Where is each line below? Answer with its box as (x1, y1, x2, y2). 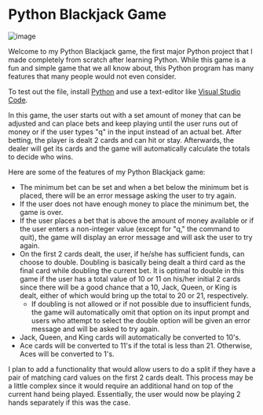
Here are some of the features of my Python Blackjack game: (8, 167, 206, 177)
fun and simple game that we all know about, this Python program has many (8, 63, 254, 72)
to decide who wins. (8, 151, 74, 162)
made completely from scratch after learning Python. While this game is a (8, 55, 246, 64)
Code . (8, 95, 28, 104)
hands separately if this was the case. (8, 398, 131, 407)
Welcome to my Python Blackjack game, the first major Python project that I (8, 46, 253, 56)
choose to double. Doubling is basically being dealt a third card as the (19, 257, 246, 267)
